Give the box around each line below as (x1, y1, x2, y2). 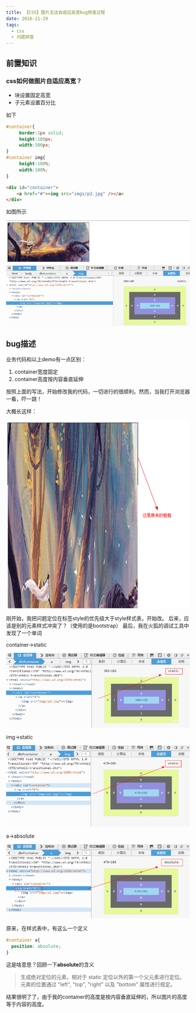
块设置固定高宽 (14, 91, 51, 98)
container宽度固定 (14, 368, 58, 375)
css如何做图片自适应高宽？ (6, 77, 82, 85)
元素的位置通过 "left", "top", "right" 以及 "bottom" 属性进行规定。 (20, 981, 176, 988)
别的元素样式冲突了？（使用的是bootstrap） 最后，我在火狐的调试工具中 (16, 622, 190, 630)
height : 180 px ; (19, 136, 54, 142)
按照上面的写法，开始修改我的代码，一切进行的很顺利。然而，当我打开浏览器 (6, 387, 190, 395)
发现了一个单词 (6, 630, 42, 637)
